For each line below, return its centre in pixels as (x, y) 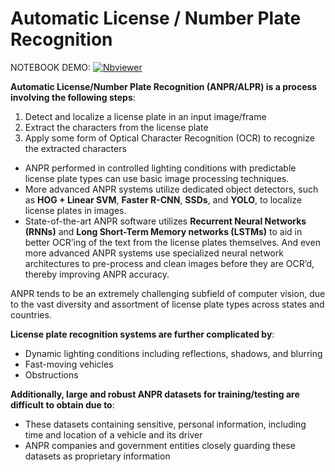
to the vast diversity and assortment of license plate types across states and (167, 304)
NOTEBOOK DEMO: (51, 67)
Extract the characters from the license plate (116, 127)
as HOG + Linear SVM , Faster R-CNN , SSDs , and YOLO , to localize (163, 199)
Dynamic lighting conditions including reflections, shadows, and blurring (173, 353)
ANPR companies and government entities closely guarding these (160, 445)
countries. (31, 314)
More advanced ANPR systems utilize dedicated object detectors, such (171, 189)
